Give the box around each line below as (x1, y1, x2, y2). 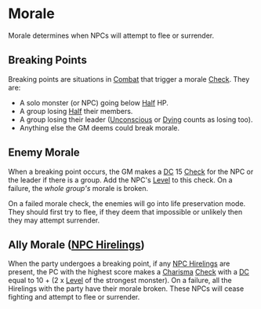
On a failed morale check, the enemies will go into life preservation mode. (8, 198, 246, 208)
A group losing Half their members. (19, 106, 133, 116)
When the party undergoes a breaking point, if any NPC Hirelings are (8, 259, 230, 268)
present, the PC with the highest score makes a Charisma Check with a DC (8, 267, 249, 277)
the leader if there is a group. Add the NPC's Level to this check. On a (8, 175, 233, 185)
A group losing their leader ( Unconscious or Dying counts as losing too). (19, 115, 253, 124)
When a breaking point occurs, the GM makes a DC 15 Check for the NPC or (8, 167, 254, 176)
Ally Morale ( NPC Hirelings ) (8, 237, 145, 252)
